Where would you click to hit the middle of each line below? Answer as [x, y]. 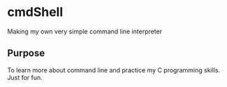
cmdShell [35, 12]
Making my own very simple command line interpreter [85, 31]
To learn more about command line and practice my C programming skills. [114, 70]
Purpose [26, 53]
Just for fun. [25, 77]
